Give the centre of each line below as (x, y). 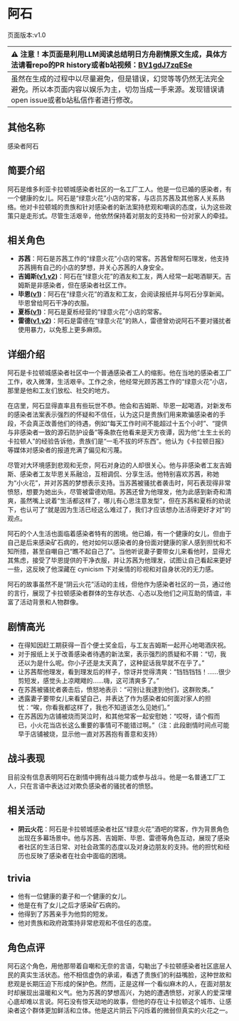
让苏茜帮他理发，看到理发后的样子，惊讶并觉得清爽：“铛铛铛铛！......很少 (124, 672)
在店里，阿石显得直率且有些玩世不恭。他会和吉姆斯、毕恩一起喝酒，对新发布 (119, 406)
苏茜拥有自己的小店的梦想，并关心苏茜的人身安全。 (92, 267)
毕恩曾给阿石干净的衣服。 (55, 303)
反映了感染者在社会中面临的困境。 (80, 855)
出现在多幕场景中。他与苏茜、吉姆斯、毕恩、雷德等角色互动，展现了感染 (123, 838)
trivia (19, 878)
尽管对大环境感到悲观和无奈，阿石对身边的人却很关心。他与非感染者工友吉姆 (119, 465)
